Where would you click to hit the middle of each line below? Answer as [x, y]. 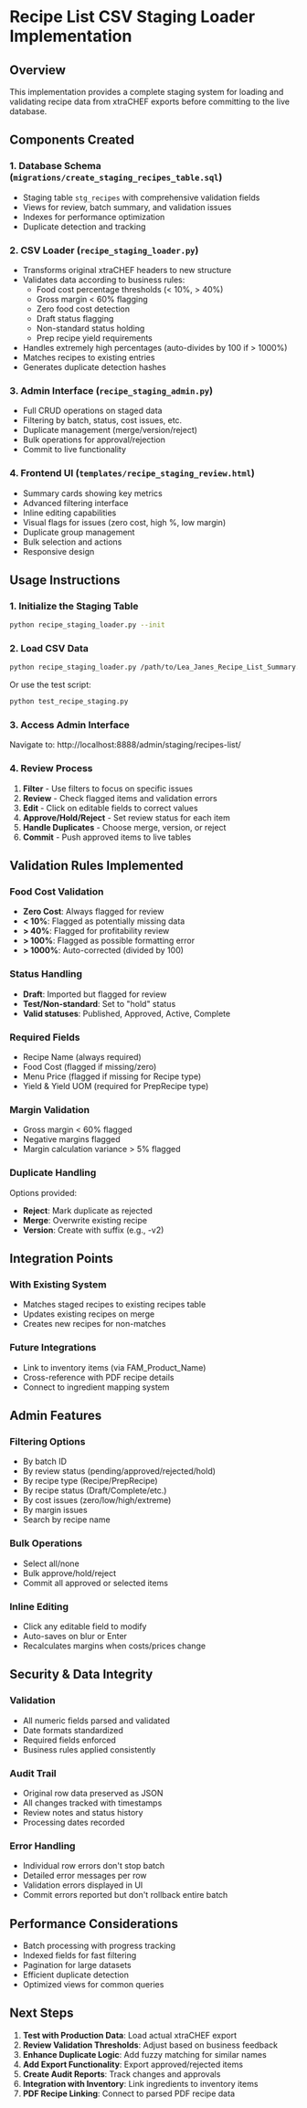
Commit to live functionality [74, 450]
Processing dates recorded [74, 1822]
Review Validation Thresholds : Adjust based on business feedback [150, 2045]
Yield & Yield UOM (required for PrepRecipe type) [116, 1086]
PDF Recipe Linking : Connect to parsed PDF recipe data [129, 2093]
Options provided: [43, 1192]
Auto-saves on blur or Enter [75, 1636]
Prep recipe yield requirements [94, 338]
